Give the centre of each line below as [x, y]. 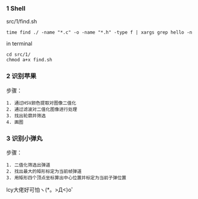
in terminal [19, 44]
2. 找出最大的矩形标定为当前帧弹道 [44, 171]
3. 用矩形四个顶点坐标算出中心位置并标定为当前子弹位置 [66, 178]
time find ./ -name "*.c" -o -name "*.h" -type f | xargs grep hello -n [99, 32]
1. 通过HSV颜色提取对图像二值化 [41, 103]
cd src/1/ [19, 55]
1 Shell [16, 8]
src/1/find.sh [22, 22]
